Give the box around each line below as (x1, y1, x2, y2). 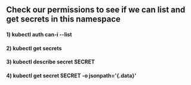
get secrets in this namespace (6, 14, 121, 25)
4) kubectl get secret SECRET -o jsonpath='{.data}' (6, 72, 137, 79)
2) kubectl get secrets (6, 44, 62, 51)
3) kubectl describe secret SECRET (6, 58, 95, 65)
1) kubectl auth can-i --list (6, 31, 72, 38)
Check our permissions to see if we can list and (6, 5, 186, 15)
